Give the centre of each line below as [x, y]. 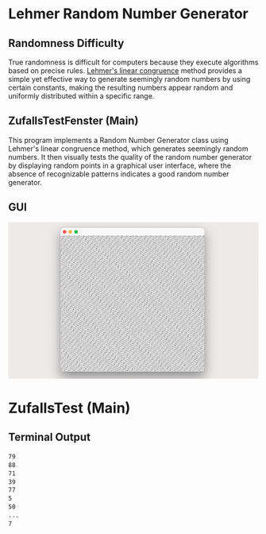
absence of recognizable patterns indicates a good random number [119, 174]
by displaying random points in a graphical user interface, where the [120, 165]
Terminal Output [50, 437]
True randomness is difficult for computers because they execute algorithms [133, 62]
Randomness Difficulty [66, 43]
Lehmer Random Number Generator [128, 14]
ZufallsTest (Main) [69, 408]
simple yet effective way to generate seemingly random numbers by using [129, 79]
